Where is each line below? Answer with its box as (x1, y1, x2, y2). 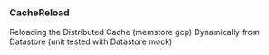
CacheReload (9, 6, 70, 19)
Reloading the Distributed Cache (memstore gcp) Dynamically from (9, 27, 260, 38)
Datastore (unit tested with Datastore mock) (9, 36, 173, 47)
